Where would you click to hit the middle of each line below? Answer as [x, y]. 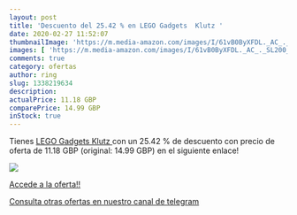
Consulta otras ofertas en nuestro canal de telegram [104, 202]
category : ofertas [43, 67]
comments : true [37, 58]
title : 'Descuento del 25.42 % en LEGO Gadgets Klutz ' [116, 26]
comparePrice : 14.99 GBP [55, 108]
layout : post [33, 17]
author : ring [33, 75]
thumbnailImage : [39, 42]
